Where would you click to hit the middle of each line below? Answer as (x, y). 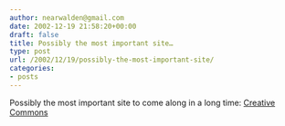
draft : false (34, 34)
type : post (30, 52)
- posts (24, 77)
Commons (29, 112)
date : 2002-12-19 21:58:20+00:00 (73, 26)
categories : (32, 69)
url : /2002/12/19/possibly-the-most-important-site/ (112, 60)
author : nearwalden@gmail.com (67, 18)
